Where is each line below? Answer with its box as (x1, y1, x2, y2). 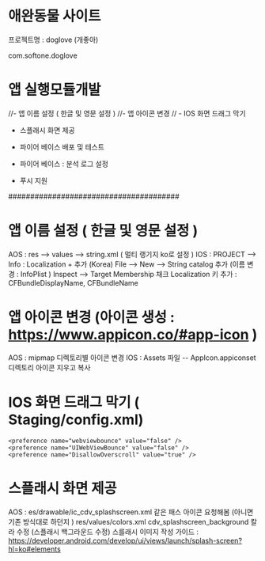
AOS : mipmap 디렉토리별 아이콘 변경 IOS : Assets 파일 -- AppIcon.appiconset (8, 353, 256, 362)
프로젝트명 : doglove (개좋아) (8, 35, 99, 44)
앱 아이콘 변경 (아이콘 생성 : (8, 309, 176, 326)
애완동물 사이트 (8, 7, 101, 25)
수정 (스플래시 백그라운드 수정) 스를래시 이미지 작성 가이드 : (16, 527, 199, 536)
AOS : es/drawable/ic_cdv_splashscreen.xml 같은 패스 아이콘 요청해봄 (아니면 (8, 507, 254, 517)
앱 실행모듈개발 (8, 81, 101, 99)
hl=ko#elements (8, 544, 61, 554)
